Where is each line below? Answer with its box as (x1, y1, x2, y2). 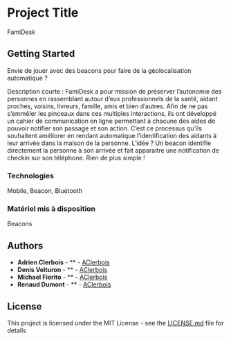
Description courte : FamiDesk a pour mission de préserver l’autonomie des (7, 87, 222, 95)
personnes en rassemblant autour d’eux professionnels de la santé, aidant (7, 94, 218, 103)
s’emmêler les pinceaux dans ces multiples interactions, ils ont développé (7, 109, 216, 117)
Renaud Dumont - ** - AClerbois (17, 280, 111, 289)
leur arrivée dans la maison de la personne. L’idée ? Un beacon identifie (7, 139, 212, 147)
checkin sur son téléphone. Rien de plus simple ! (7, 153, 145, 162)
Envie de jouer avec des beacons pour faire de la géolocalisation (7, 66, 192, 74)
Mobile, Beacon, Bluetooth (7, 187, 83, 195)
